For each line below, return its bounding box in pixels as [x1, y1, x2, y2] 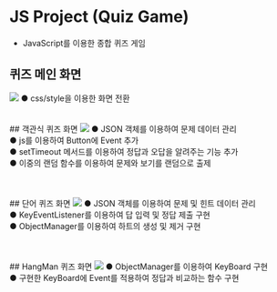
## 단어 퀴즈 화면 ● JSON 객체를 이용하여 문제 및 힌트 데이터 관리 [9, 197, 257, 208]
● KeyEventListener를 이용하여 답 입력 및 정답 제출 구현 [9, 209, 211, 220]
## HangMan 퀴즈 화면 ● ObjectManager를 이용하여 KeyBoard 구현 [9, 261, 269, 272]
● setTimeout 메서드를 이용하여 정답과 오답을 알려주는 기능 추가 [9, 146, 239, 156]
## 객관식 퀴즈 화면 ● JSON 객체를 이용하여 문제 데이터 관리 [9, 123, 237, 134]
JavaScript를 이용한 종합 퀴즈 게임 [22, 37, 146, 48]
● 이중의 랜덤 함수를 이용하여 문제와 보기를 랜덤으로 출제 [9, 157, 211, 168]
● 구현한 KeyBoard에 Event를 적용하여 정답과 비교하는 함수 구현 [9, 272, 240, 283]
